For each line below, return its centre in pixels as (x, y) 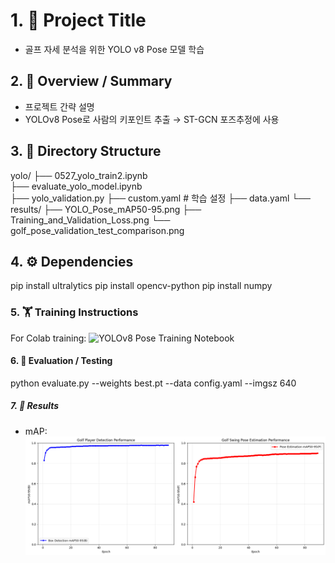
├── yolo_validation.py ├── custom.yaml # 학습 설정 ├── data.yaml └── (161, 198)
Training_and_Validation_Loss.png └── (90, 220)
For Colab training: (48, 338)
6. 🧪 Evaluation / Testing (61, 361)
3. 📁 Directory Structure (86, 151)
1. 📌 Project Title (78, 20)
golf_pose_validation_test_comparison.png (97, 230)
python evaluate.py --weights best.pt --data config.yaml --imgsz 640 (153, 383)
